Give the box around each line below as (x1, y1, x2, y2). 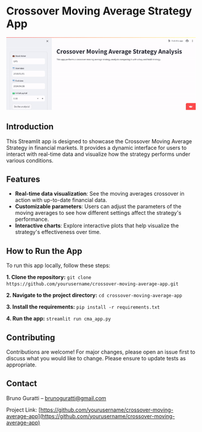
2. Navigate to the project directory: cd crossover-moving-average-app (6, 292, 182, 299)
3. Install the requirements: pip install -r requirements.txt (6, 303, 161, 310)
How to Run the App (6, 245, 82, 256)
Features (6, 174, 40, 184)
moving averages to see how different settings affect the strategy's (14, 209, 182, 217)
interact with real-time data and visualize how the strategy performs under (6, 150, 191, 158)
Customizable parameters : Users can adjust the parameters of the (14, 203, 182, 210)
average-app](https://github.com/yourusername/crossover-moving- (6, 412, 176, 419)
